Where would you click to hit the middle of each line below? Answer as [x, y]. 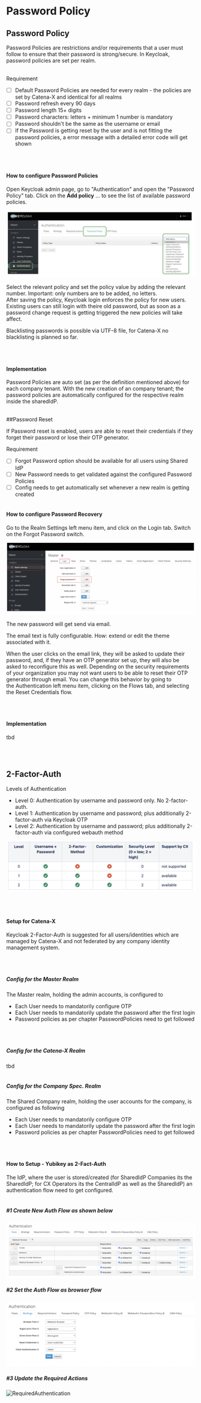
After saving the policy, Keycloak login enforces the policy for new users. [96, 300]
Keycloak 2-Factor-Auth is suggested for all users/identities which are [92, 935]
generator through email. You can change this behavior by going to [89, 679]
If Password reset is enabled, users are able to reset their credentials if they [100, 431]
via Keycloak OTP [66, 819]
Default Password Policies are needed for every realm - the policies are [103, 90]
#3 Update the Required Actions [47, 1378]
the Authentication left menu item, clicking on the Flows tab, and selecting [98, 686]
